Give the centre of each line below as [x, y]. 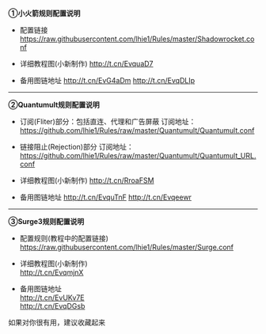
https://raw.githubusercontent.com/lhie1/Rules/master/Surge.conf [126, 247]
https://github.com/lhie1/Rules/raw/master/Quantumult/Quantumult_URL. [138, 156]
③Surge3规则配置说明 [46, 221]
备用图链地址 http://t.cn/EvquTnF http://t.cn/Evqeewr [106, 197]
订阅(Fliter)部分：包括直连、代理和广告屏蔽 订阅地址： [108, 121]
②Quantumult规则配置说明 [54, 104]
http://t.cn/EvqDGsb [52, 306]
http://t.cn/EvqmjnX [51, 272]
